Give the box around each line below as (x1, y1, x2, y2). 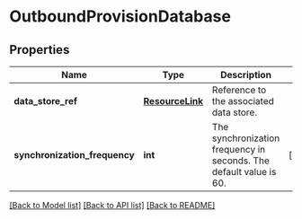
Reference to (211, 83, 267, 96)
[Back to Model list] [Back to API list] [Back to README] (9, 200, 216, 210)
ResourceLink (143, 95, 204, 107)
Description (219, 69, 272, 81)
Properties (9, 42, 70, 57)
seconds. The (211, 154, 270, 167)
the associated (211, 95, 274, 107)
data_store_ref (13, 95, 78, 107)
